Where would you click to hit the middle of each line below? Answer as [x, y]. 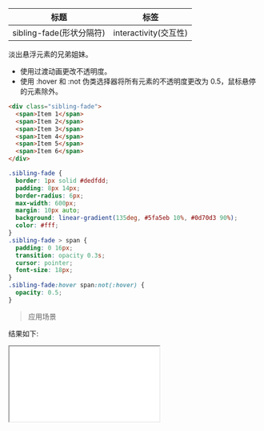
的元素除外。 [41, 91]
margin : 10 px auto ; [48, 211]
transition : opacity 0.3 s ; [60, 255]
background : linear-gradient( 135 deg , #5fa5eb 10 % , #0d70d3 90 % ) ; [127, 218]
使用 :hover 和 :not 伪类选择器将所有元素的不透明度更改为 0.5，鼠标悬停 [138, 81]
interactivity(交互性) [150, 33]
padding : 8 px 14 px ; [48, 188]
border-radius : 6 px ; [50, 196]
